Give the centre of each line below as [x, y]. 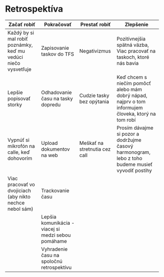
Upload [50, 143]
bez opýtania [94, 101]
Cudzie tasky [94, 95]
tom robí [126, 119]
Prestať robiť [96, 24]
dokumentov [55, 149]
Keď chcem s [132, 77]
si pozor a [128, 134]
